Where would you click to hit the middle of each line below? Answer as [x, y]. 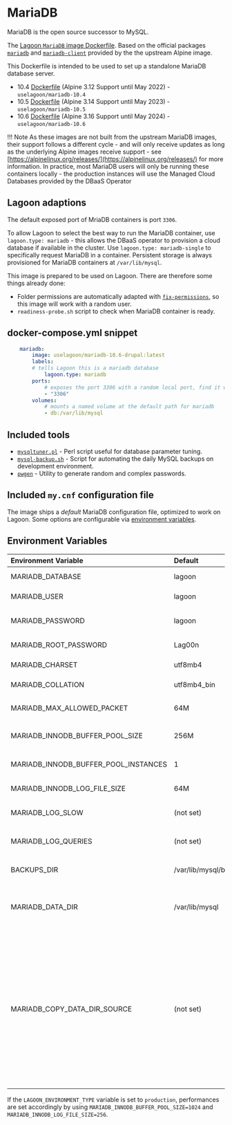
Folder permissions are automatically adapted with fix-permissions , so [118, 296]
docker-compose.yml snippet [72, 333]
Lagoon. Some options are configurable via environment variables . [102, 519]
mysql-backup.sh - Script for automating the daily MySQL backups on [115, 459]
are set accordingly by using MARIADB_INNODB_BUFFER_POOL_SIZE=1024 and [110, 1107]
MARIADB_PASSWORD [48, 621]
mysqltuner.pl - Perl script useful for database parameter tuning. [109, 451]
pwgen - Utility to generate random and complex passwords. [101, 473]
